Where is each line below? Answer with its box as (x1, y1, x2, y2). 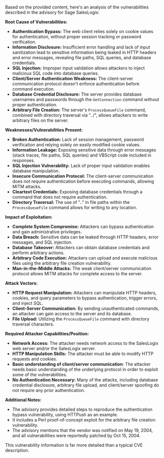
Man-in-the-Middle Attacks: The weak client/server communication (12, 265, 151, 271)
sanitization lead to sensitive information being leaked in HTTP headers (12, 49, 157, 55)
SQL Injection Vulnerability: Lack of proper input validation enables (12, 163, 150, 168)
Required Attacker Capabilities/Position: (5, 331, 89, 336)
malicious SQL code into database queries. (12, 70, 99, 76)
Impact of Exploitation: (5, 214, 53, 220)
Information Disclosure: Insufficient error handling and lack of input (12, 44, 150, 50)
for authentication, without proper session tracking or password (12, 34, 141, 39)
